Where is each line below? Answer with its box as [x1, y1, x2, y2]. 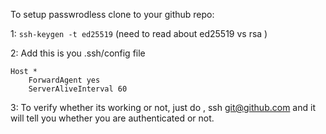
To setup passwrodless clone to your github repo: [10, 9, 215, 20]
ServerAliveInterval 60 [28, 84, 128, 94]
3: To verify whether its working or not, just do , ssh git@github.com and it [10, 102, 316, 113]
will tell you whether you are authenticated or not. [10, 112, 215, 124]
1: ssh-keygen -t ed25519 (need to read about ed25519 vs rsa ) [10, 28, 268, 39]
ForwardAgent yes [28, 75, 101, 85]
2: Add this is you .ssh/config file [10, 47, 146, 59]
